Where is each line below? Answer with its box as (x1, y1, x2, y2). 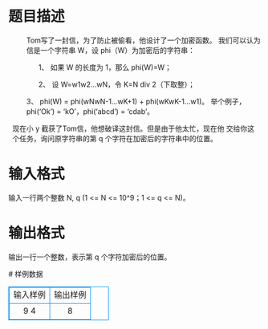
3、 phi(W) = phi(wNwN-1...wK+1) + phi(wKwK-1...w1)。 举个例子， (26, 96, 246, 106)
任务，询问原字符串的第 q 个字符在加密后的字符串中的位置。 (18, 133, 218, 143)
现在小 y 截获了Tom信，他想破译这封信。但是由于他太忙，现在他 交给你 (12, 124, 248, 133)
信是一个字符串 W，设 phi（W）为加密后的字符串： (26, 45, 195, 55)
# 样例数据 (8, 269, 43, 278)
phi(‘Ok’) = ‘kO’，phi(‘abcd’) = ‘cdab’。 (26, 106, 155, 116)
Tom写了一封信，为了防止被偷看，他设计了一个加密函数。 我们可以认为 (26, 35, 261, 45)
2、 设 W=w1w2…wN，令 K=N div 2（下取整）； (39, 79, 195, 89)
